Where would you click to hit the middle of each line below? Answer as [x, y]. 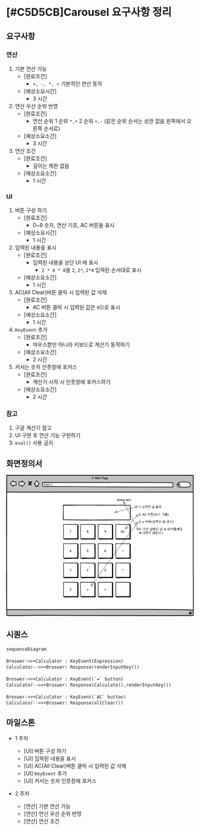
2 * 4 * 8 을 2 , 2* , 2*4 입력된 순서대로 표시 [91, 270]
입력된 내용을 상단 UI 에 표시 [65, 263]
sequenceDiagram [26, 649]
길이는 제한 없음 [51, 165]
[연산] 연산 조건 [41, 821]
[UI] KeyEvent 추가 [45, 773]
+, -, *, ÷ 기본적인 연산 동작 [67, 84]
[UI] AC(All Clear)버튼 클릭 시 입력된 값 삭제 [75, 766]
